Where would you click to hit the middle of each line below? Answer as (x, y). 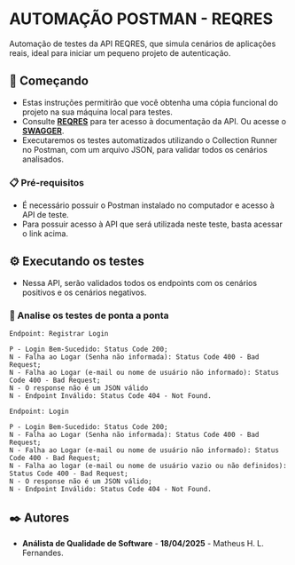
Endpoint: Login (39, 412)
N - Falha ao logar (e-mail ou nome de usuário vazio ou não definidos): (148, 466)
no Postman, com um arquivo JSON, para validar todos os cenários (144, 149)
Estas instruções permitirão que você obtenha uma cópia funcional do (150, 102)
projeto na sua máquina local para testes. (97, 112)
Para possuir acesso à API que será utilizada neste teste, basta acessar (152, 224)
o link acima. (45, 234)
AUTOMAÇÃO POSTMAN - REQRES (141, 19)
